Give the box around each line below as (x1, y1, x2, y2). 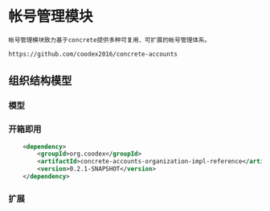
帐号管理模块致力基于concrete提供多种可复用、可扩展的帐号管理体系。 (8, 35, 211, 44)
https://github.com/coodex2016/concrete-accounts (8, 50, 178, 58)
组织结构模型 (8, 74, 72, 88)
